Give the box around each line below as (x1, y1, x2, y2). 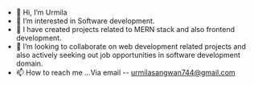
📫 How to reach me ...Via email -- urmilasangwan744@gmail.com (15, 68, 236, 77)
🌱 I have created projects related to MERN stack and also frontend (15, 25, 236, 34)
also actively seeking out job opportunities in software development (15, 51, 241, 59)
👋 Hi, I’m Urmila (15, 8, 68, 17)
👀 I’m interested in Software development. (15, 16, 155, 26)
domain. (15, 59, 43, 68)
